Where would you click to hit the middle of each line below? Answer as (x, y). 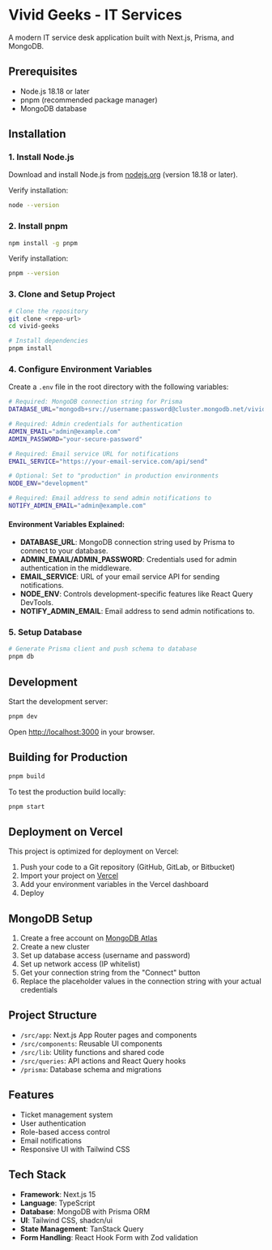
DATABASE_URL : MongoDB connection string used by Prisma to (127, 543)
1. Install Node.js (41, 158)
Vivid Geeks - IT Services (96, 15)
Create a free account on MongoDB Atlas (89, 938)
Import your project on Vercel (69, 876)
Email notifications (51, 1140)
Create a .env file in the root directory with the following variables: (119, 387)
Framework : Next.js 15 (58, 1194)
